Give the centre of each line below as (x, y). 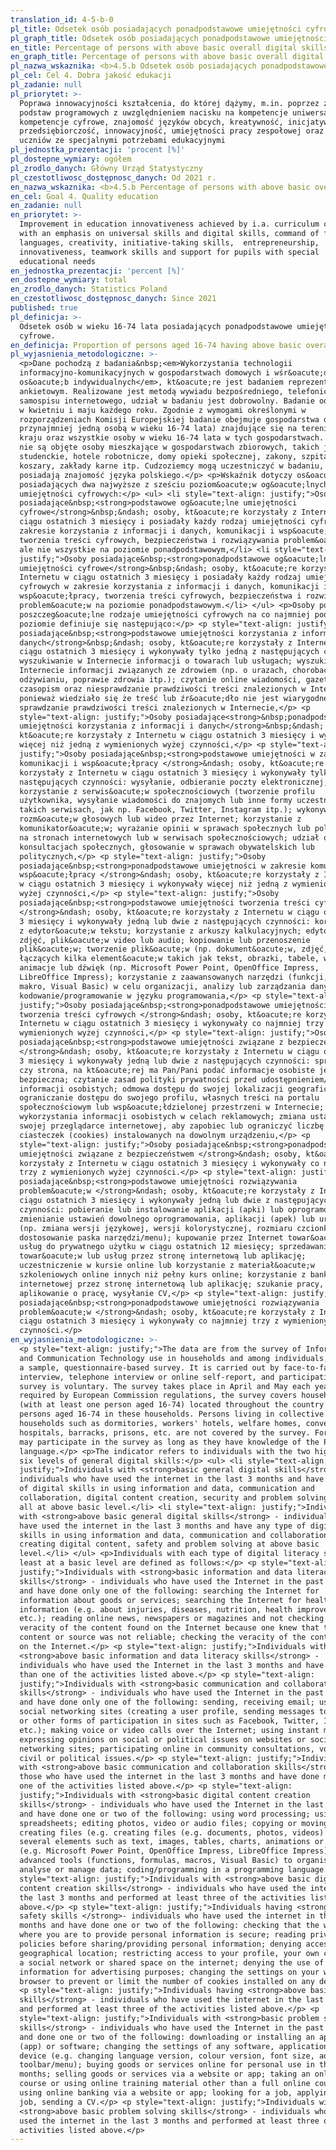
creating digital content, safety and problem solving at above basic (169, 1544)
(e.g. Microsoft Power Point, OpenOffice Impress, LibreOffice (153, 1851)
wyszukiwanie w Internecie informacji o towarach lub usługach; (156, 661)
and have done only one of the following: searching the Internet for (169, 1591)
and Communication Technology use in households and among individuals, (174, 1358)
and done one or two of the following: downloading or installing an (167, 2037)
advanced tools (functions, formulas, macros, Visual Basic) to (156, 1861)
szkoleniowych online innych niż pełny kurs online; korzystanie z (163, 1275)
